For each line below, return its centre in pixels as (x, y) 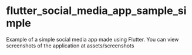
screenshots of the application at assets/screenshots (70, 46)
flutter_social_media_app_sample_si (96, 11)
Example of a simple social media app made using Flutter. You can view (92, 39)
